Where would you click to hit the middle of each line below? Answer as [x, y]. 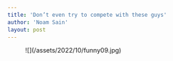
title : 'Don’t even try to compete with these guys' [87, 15]
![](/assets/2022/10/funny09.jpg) [73, 50]
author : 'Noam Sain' [38, 22]
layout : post [27, 29]
